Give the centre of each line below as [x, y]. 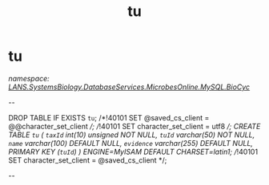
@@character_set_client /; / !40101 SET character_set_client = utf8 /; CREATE [134, 126]
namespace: [29, 78]
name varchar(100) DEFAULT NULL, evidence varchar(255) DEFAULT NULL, [131, 143]
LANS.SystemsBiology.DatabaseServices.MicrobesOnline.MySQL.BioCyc [129, 87]
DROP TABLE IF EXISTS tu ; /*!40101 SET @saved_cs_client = [109, 117]
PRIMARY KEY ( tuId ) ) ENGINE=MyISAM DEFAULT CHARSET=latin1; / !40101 [133, 152]
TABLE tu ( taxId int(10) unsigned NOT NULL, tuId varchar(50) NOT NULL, [132, 135]
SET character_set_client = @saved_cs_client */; [88, 160]
